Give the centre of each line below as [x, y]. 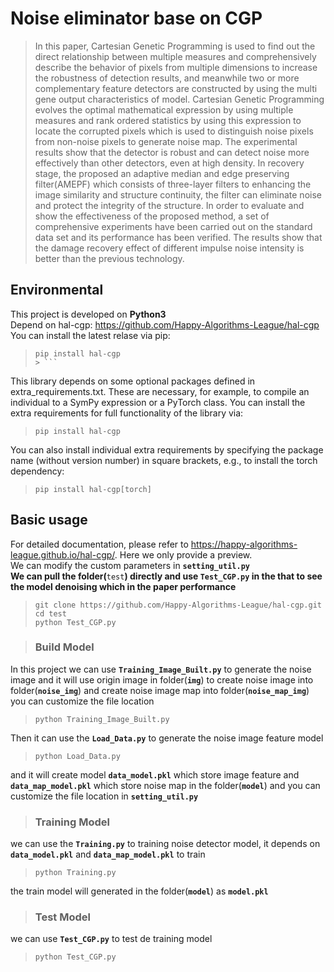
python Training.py [75, 873]
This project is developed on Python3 [88, 314]
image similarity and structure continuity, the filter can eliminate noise [178, 194]
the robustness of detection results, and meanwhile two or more [167, 78]
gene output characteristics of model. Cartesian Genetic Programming [179, 99]
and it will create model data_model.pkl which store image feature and [155, 774]
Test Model [62, 917]
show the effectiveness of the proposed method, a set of [152, 216]
